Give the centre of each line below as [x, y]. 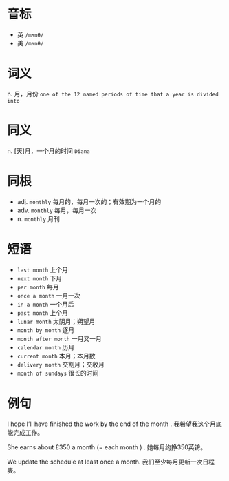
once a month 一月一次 [48, 295]
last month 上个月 [43, 269]
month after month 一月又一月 [59, 338]
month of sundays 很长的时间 [58, 373]
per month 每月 [38, 287]
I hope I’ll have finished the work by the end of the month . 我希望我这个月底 [115, 424]
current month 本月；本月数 [56, 356]
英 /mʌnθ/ [30, 34]
